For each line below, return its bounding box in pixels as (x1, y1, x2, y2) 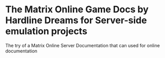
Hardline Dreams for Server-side (5, 14, 148, 26)
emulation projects (5, 26, 87, 37)
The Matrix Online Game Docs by (5, 4, 149, 15)
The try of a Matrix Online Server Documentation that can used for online (5, 42, 160, 48)
